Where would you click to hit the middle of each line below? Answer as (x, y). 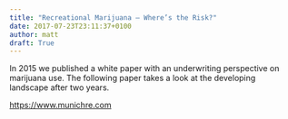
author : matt (34, 34)
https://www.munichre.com (60, 105)
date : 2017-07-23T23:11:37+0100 (70, 26)
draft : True (32, 43)
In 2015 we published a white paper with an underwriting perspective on (144, 69)
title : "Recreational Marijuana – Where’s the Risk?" (114, 18)
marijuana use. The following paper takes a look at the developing (133, 78)
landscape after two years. (60, 87)
